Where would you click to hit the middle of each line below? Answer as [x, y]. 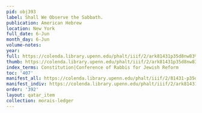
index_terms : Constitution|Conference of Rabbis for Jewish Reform [93, 67]
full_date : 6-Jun [28, 34]
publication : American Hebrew [44, 23]
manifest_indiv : [26, 84]
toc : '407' [20, 73]
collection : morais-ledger [40, 100]
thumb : [14, 62]
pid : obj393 [21, 12]
